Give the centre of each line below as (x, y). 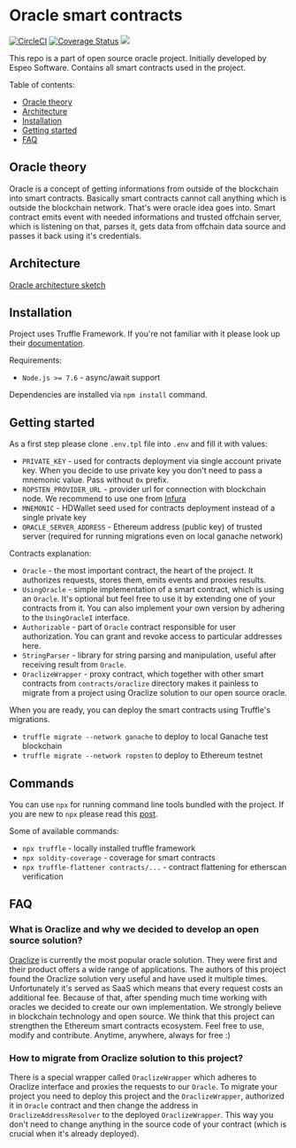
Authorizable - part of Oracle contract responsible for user (129, 627)
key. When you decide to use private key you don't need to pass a (142, 471)
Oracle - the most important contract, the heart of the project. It (137, 571)
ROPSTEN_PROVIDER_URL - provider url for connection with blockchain (144, 489)
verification (42, 876)
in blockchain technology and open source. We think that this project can (142, 1016)
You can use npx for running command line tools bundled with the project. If (147, 805)
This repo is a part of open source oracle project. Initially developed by (138, 58)
